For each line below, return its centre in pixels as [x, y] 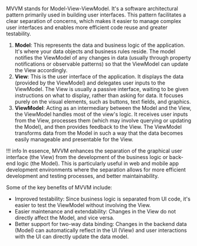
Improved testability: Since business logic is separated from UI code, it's [102, 199]
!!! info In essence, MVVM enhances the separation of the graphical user [94, 151]
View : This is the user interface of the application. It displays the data [99, 77]
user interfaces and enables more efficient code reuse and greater [87, 27]
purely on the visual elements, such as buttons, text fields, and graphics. [103, 102]
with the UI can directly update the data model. [72, 237]
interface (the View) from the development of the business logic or [87, 157]
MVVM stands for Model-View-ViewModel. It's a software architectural [92, 9]
